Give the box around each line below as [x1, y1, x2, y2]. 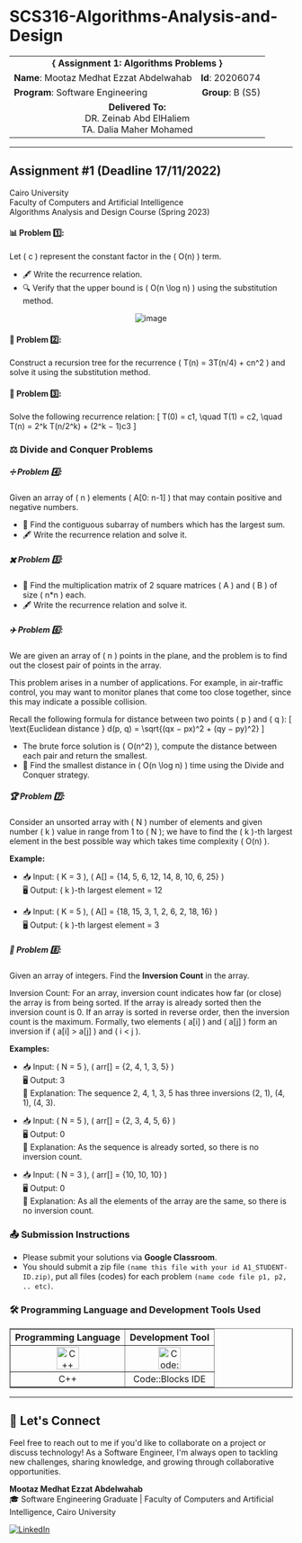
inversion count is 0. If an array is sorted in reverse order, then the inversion [9, 1007, 290, 1018]
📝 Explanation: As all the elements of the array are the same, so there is [22, 1196, 288, 1207]
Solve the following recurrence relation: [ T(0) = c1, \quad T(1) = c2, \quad [9, 411, 283, 422]
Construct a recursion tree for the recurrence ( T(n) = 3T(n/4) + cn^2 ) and [9, 357, 286, 368]
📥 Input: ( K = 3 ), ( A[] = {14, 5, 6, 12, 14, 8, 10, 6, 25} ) [22, 871, 225, 883]
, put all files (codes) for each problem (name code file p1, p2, [50, 1271, 288, 1282]
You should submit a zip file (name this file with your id [22, 1261, 240, 1272]
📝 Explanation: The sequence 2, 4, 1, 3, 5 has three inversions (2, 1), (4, [22, 1088, 286, 1099]
